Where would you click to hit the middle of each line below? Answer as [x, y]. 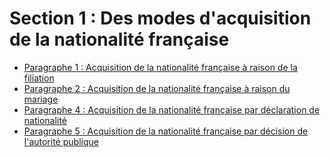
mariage [41, 99]
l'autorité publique [61, 141]
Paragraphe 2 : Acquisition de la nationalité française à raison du [157, 88]
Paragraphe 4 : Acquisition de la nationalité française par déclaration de [172, 109]
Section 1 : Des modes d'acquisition [160, 18]
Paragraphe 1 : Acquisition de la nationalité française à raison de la [160, 67]
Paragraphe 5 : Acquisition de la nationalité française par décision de [166, 131]
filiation [39, 78]
